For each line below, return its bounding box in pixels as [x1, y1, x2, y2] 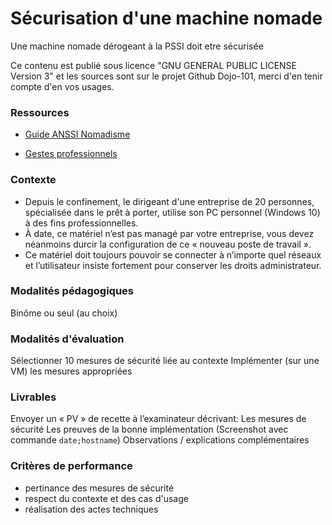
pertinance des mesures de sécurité [24, 482, 175, 494]
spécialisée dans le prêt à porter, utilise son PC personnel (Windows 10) [24, 206, 321, 218]
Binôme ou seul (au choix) [10, 307, 118, 319]
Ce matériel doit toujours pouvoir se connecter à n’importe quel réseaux [24, 248, 322, 261]
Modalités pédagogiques [10, 284, 134, 298]
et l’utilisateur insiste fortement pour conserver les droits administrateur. [24, 259, 322, 271]
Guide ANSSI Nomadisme [24, 128, 131, 141]
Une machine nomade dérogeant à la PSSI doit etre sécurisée [10, 40, 264, 52]
